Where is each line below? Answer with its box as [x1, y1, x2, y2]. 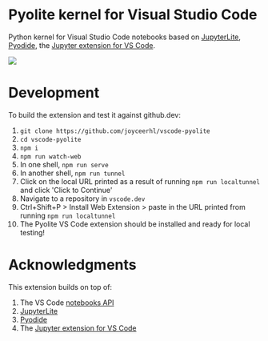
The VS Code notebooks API [19, 298, 114, 307]
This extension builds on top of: [8, 282, 113, 291]
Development [8, 84, 100, 102]
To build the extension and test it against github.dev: [8, 110, 182, 119]
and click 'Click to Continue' [19, 185, 114, 195]
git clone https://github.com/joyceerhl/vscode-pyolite [19, 126, 210, 135]
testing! [19, 227, 46, 237]
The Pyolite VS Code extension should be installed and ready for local [19, 219, 250, 229]
